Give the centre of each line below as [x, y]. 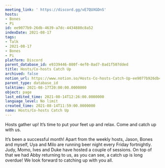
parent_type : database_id [31, 83]
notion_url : [17, 78]
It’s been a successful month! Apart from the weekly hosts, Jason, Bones [79, 139]
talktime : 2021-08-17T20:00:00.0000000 [46, 87]
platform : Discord [24, 60]
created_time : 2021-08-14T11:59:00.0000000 [50, 106]
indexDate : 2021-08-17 [28, 33]
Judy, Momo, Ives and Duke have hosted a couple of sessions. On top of [79, 150]
